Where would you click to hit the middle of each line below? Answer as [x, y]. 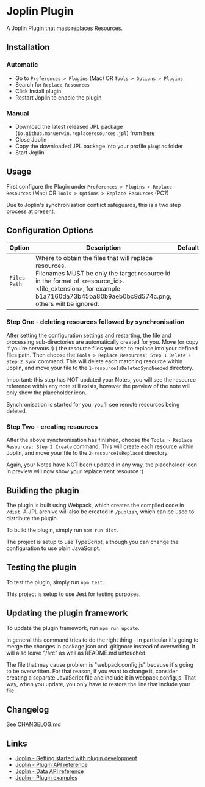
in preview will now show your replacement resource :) [75, 471]
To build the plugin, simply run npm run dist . [62, 530]
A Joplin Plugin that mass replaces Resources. [65, 28]
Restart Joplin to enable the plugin [58, 97]
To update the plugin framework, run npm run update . [73, 628]
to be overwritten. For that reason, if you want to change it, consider [92, 671]
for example [103, 288]
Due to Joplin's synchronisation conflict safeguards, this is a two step [94, 205]
